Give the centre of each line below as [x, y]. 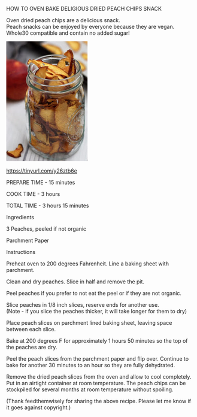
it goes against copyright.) [39, 407]
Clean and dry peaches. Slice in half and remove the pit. [75, 282]
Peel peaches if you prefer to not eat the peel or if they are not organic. [94, 293]
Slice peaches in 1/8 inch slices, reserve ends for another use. [83, 305]
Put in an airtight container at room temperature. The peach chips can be [96, 383]
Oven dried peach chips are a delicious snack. [63, 20]
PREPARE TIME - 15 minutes [41, 182]
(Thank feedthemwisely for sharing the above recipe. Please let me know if [99, 401]
